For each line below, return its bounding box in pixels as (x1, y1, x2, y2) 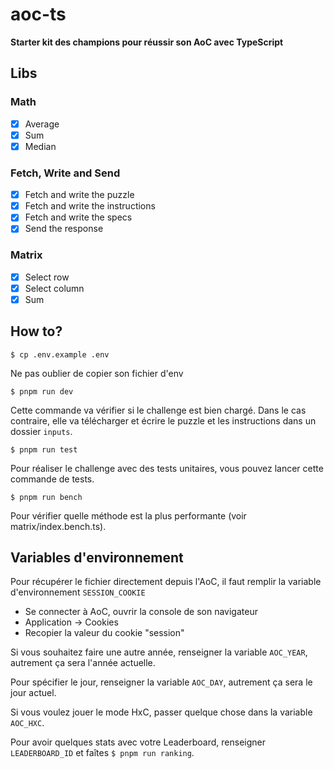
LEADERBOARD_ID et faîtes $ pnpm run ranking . (10, 747, 195, 759)
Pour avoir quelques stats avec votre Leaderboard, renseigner (10, 736, 267, 748)
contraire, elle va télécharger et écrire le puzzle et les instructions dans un (10, 414, 317, 427)
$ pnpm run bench (10, 492, 83, 502)
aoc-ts (10, 3, 67, 26)
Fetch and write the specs (24, 211, 133, 223)
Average (24, 118, 60, 130)
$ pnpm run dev (10, 386, 74, 397)
